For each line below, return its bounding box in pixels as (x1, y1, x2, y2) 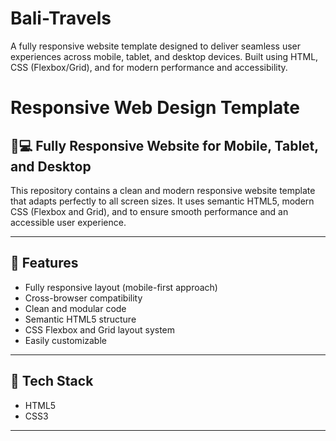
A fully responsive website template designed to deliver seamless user (10, 40, 301, 52)
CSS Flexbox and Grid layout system (24, 323, 176, 336)
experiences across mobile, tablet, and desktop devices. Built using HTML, (10, 50, 319, 62)
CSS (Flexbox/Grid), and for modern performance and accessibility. (10, 61, 288, 73)
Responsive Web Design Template (10, 97, 300, 119)
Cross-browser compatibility (24, 292, 143, 304)
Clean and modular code (24, 302, 127, 314)
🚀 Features (10, 255, 79, 272)
